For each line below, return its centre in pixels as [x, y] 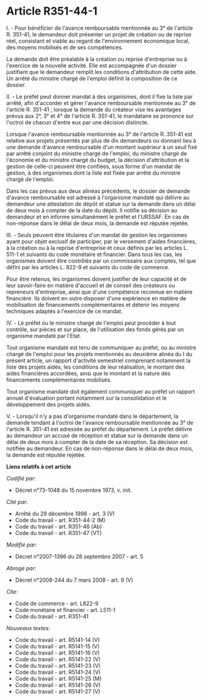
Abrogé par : [21, 568]
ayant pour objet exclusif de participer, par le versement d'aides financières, [101, 241]
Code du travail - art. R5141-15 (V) [57, 646]
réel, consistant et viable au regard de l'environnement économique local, [98, 41]
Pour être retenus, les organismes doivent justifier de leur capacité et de [96, 279]
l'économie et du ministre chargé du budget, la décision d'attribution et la [98, 160]
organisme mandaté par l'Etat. [44, 335]
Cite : [12, 591]
